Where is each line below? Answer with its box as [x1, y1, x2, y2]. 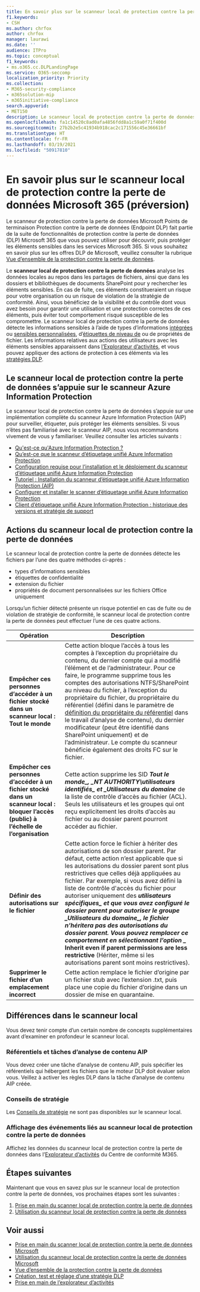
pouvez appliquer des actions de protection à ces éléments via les [6, 349, 168, 357]
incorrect [9, 991, 36, 999]
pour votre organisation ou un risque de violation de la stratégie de [6, 292, 170, 299]
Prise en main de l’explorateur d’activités [14, 1279, 114, 1286]
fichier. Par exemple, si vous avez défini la [64, 876, 182, 885]
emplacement [9, 983, 49, 991]
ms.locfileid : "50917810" [6, 147, 70, 153]
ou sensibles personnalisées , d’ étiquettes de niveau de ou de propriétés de [6, 330, 190, 338]
